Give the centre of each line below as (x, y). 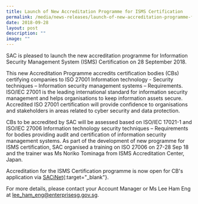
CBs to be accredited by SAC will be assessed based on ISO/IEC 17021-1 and (99, 122)
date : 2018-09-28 (27, 22)
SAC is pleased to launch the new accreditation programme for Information (97, 56)
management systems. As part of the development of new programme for (95, 141)
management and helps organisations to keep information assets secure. (94, 98)
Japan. (14, 160)
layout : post (22, 28)
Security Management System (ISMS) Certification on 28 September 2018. (96, 62)
